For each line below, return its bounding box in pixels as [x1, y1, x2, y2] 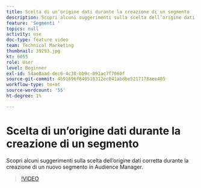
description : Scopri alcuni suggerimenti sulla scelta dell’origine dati [6, 14, 196, 20]
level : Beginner [6, 64, 47, 71]
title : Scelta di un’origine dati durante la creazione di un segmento [6, 8, 190, 15]
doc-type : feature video [6, 37, 69, 43]
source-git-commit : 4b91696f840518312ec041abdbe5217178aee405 [6, 76, 165, 82]
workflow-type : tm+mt [6, 82, 61, 88]
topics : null [6, 25, 39, 32]
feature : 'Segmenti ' [6, 20, 61, 26]
